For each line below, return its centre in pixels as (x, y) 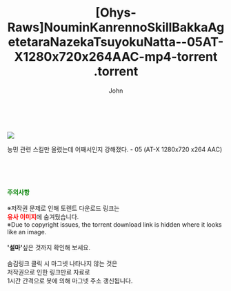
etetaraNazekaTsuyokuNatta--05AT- (116, 42)
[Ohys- (116, 13)
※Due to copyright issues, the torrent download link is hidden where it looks (114, 224)
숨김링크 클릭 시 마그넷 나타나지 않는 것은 (62, 263)
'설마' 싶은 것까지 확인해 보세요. (49, 247)
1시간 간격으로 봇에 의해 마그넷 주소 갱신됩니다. (70, 281)
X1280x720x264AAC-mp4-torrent (116, 57)
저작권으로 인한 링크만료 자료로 (49, 272)
